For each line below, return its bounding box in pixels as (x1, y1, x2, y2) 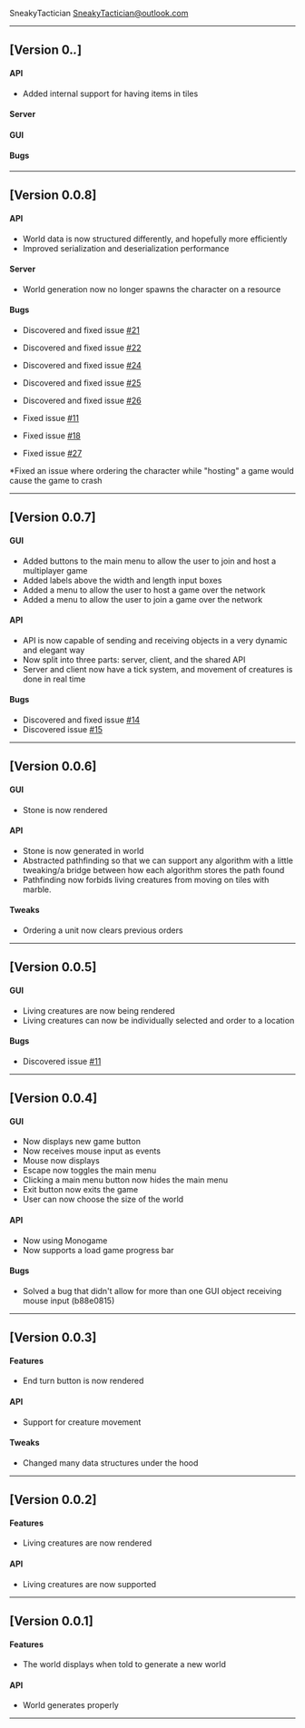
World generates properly (22, 1700, 120, 1711)
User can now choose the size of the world (22, 1193, 184, 1205)
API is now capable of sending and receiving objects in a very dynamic (22, 634, 288, 645)
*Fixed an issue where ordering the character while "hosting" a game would (9, 465, 295, 476)
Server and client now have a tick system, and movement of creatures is (22, 663, 293, 674)
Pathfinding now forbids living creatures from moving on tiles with (22, 874, 270, 885)
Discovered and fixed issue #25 (22, 377, 142, 388)
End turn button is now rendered (22, 1375, 144, 1387)
